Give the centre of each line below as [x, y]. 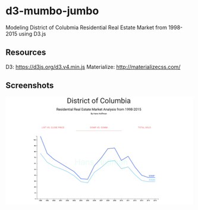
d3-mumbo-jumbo [52, 11]
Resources [26, 53]
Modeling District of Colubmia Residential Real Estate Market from [86, 27]
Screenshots [30, 85]
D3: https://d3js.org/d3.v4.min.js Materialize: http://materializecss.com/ [93, 67]
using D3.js [32, 33]
